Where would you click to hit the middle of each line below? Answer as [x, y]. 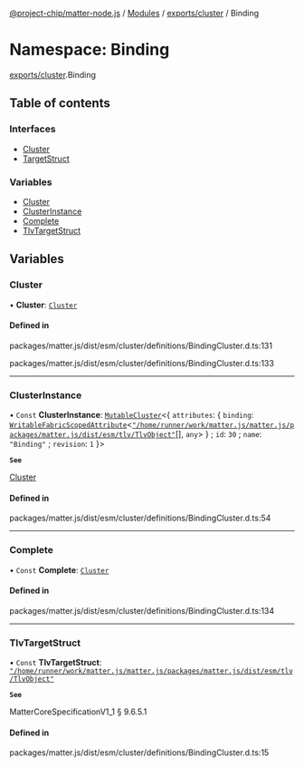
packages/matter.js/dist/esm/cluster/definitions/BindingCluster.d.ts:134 [142, 610]
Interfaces [33, 129]
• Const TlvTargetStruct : [56, 663]
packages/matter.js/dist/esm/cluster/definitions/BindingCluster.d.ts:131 [141, 345]
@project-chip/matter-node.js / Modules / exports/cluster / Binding [134, 13]
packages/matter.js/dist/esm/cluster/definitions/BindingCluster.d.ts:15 [139, 752]
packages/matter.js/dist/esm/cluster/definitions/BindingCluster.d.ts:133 [142, 363]
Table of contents [60, 103]
